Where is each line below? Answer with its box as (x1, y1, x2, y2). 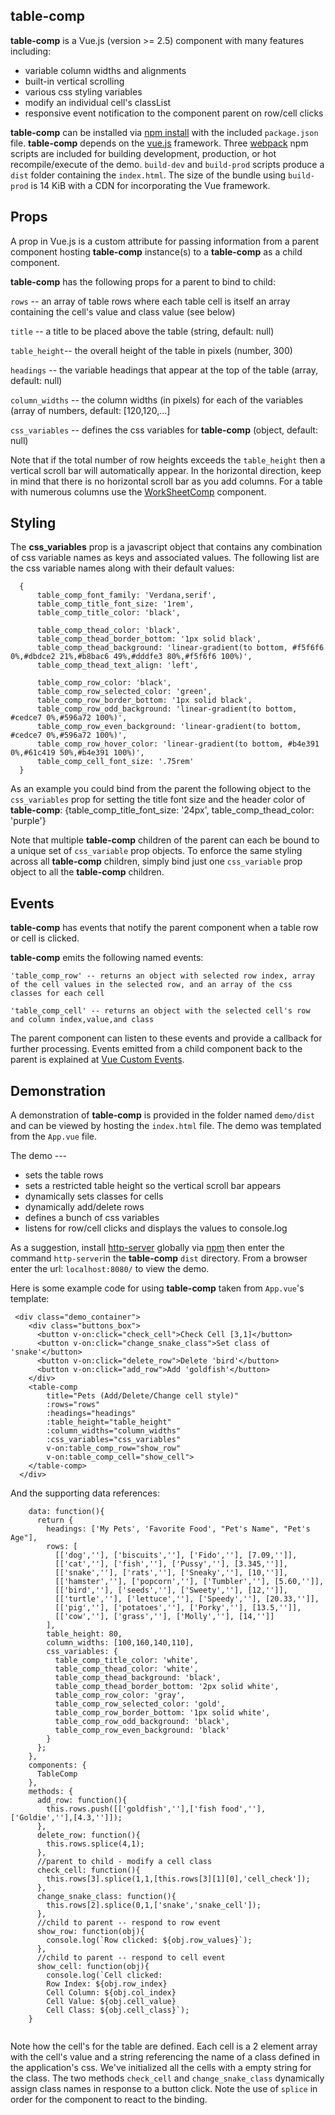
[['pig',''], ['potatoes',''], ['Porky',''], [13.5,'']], (54, 1603, 302, 1613)
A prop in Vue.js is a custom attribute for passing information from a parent (10, 235, 320, 247)
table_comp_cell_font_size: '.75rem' (36, 757, 195, 767)
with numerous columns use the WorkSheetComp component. (10, 485, 267, 498)
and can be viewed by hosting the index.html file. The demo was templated (10, 1120, 322, 1132)
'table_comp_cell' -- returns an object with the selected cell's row (10, 1006, 311, 1016)
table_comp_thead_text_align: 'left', (36, 660, 199, 671)
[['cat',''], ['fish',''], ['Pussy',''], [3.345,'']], (54, 1559, 288, 1569)
